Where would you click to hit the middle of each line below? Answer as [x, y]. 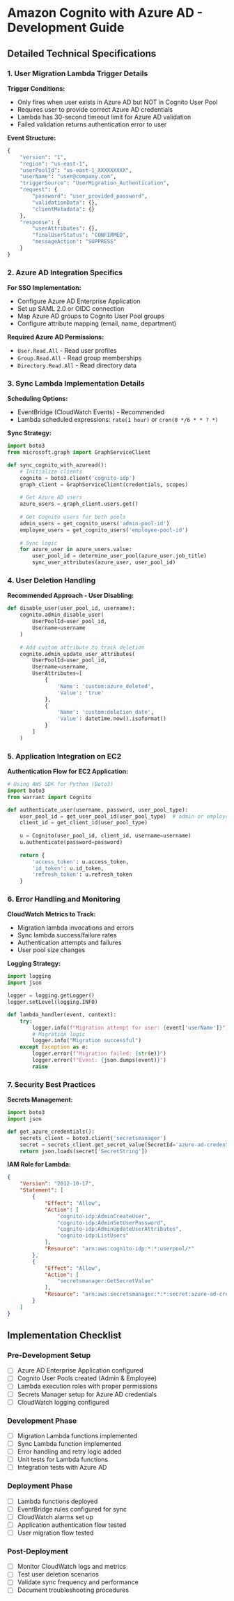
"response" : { [40, 222]
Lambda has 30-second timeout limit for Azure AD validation [104, 117]
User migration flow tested [55, 1533]
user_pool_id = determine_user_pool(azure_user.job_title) [120, 556]
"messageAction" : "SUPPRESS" [75, 242]
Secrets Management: [40, 1100]
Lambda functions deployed [57, 1501]
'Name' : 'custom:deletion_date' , [106, 712]
